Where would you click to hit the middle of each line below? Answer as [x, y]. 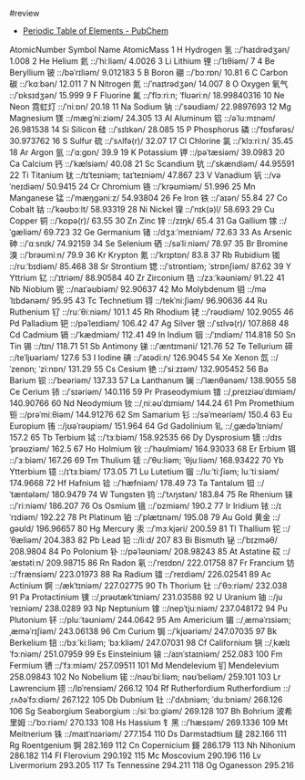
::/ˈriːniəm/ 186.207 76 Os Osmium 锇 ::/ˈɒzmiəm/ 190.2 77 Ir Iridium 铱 [139, 506]
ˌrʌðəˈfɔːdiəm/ [35, 700]
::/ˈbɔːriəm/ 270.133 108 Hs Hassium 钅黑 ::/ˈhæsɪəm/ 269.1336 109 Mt [158, 723]
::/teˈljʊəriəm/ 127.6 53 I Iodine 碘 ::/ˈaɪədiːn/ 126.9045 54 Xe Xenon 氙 [139, 358]
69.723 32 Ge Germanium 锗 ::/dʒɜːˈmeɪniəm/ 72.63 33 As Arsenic [168, 232]
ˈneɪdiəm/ [27, 187]
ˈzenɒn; [23, 369]
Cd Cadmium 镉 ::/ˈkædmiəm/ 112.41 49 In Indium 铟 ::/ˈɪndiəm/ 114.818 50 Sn [152, 335]
